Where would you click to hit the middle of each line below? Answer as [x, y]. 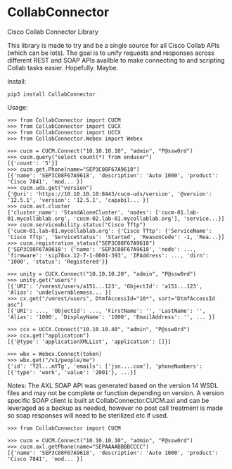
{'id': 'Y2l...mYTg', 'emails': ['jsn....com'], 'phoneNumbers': [105, 366]
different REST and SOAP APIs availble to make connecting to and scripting [116, 60]
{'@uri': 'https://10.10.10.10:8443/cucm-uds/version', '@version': [110, 194]
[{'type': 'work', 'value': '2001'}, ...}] [72, 372]
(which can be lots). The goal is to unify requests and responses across [111, 53]
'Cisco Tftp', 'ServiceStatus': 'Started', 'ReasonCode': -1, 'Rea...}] [116, 237]
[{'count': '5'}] [33, 163]
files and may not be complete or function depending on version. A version [116, 393]
